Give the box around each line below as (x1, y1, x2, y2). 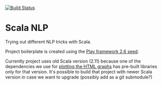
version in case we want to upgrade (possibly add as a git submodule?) (5, 74, 152, 80)
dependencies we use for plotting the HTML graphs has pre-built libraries (5, 63, 157, 69)
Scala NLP (5, 22, 49, 33)
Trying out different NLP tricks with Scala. (5, 38, 92, 44)
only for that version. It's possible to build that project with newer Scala (5, 68, 152, 74)
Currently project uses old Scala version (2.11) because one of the (5, 58, 141, 64)
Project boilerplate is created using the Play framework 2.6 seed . (5, 48, 139, 54)
